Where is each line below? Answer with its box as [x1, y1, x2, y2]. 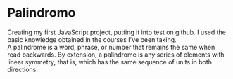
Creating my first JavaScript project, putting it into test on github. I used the [7, 28, 227, 36]
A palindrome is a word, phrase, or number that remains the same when [7, 43, 215, 51]
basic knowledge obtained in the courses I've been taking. [7, 35, 177, 43]
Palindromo [7, 5, 76, 21]
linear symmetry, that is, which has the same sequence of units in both [7, 57, 213, 66]
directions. [7, 65, 39, 73]
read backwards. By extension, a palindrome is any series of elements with [7, 50, 225, 59]
